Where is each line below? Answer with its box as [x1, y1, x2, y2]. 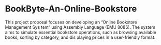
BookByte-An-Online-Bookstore [5, 3, 137, 14]
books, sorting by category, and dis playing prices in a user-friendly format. [5, 34, 156, 40]
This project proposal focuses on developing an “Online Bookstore [5, 19, 137, 25]
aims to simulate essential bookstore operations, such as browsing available [5, 29, 156, 35]
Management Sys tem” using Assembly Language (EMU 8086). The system [5, 24, 156, 30]
